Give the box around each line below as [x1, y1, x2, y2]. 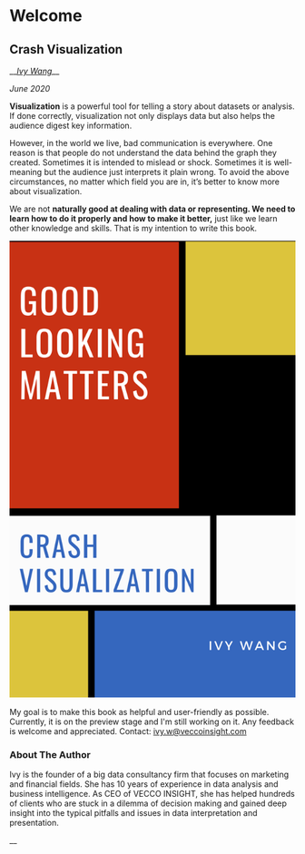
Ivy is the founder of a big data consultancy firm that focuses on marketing [9, 769, 290, 780]
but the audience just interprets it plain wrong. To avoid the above [44, 167, 290, 177]
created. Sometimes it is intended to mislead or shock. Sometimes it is [9, 157, 272, 168]
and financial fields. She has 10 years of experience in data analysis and [9, 779, 279, 790]
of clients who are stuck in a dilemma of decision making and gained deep [9, 798, 288, 809]
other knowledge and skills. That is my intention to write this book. [9, 223, 257, 233]
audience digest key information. [9, 120, 133, 131]
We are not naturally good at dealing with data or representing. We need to [9, 203, 296, 214]
